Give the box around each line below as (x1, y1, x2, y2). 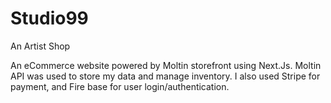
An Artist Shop (10, 40, 71, 52)
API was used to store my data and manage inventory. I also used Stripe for (10, 70, 321, 82)
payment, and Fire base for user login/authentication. (10, 80, 230, 92)
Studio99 (10, 7, 89, 30)
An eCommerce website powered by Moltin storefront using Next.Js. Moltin (10, 59, 322, 71)
